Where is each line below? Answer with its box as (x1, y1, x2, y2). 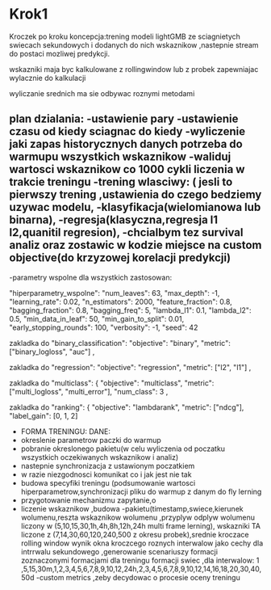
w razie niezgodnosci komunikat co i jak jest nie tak (20, 470, 192, 479)
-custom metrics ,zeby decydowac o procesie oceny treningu (35, 572, 240, 582)
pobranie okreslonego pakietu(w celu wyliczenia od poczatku (20, 444, 225, 453)
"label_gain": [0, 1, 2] (9, 411, 78, 420)
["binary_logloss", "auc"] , (9, 347, 95, 356)
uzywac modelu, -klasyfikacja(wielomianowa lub (9, 200, 261, 214)
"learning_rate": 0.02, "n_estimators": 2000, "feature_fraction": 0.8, (9, 297, 232, 306)
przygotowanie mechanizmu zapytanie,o (20, 495, 156, 505)
